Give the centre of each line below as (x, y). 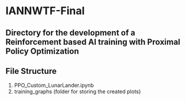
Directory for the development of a (70, 33)
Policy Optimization (42, 51)
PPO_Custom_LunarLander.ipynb (54, 85)
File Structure (31, 71)
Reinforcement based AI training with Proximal (93, 42)
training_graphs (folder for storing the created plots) (77, 92)
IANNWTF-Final (45, 11)
